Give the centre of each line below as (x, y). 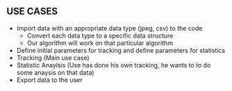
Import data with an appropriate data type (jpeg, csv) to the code (109, 28)
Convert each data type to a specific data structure (100, 35)
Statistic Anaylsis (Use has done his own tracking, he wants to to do (114, 65)
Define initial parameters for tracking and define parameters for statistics (121, 50)
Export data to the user (49, 80)
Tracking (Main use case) (53, 58)
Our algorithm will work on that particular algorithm (100, 43)
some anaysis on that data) (55, 72)
